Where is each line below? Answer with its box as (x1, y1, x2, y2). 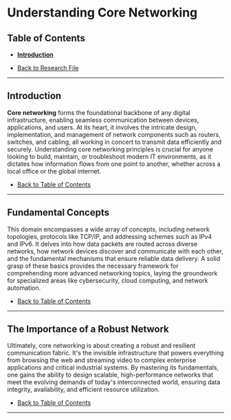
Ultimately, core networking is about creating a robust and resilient (7, 342, 196, 350)
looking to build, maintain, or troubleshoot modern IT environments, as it (7, 152, 212, 160)
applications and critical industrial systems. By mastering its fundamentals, (7, 364, 219, 372)
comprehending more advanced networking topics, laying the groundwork (7, 269, 218, 277)
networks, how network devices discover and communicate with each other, (7, 246, 223, 255)
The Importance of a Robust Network (7, 324, 170, 335)
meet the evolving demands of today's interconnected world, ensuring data (7, 378, 221, 386)
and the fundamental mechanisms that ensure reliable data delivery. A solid (7, 254, 221, 262)
